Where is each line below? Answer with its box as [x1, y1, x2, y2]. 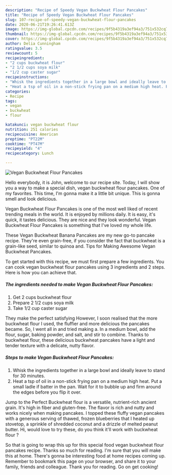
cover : [5, 37, 19, 42]
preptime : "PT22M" [5, 136, 45, 142]
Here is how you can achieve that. [5, 270, 77, 275]
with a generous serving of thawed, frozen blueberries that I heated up [5, 415, 155, 421]
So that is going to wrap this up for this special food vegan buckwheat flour [5, 442, 164, 448]
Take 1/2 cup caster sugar [12, 305, 68, 311]
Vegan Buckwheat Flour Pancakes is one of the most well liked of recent [5, 206, 158, 212]
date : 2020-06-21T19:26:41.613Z [5, 22, 74, 27]
